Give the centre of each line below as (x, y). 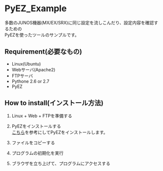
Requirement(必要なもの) (43, 52)
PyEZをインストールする (36, 126)
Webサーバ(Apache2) (33, 69)
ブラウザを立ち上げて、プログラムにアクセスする (61, 163)
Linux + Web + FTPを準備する (42, 116)
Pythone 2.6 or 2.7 (30, 81)
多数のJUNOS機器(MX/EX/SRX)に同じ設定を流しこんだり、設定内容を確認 (79, 22)
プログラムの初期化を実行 (38, 153)
